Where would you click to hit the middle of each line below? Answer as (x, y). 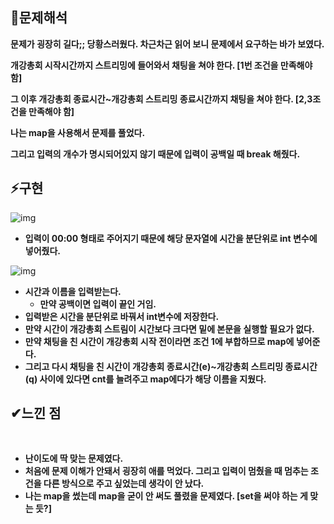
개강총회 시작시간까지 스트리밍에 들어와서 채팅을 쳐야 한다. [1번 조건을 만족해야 (161, 65)
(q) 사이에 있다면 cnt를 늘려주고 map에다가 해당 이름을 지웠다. (145, 379)
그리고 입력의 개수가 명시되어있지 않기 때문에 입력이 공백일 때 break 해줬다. (155, 154)
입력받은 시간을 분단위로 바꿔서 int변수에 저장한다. (122, 316)
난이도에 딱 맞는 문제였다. (74, 459)
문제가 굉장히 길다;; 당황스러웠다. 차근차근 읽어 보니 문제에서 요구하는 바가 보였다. (167, 44)
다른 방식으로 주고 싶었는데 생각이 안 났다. (124, 484)
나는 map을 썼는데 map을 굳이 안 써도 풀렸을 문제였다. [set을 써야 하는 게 (166, 496)
